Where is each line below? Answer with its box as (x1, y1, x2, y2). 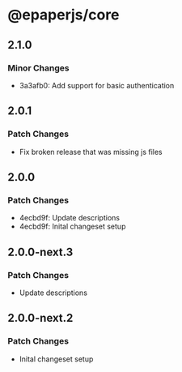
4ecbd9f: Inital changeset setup (19, 221, 126, 232)
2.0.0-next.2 (7, 311, 74, 325)
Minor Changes (7, 62, 70, 74)
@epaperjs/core (7, 6, 120, 24)
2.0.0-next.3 (7, 245, 74, 259)
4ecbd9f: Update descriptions (19, 213, 121, 223)
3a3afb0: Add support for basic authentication (19, 80, 175, 90)
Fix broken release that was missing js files (19, 147, 163, 156)
